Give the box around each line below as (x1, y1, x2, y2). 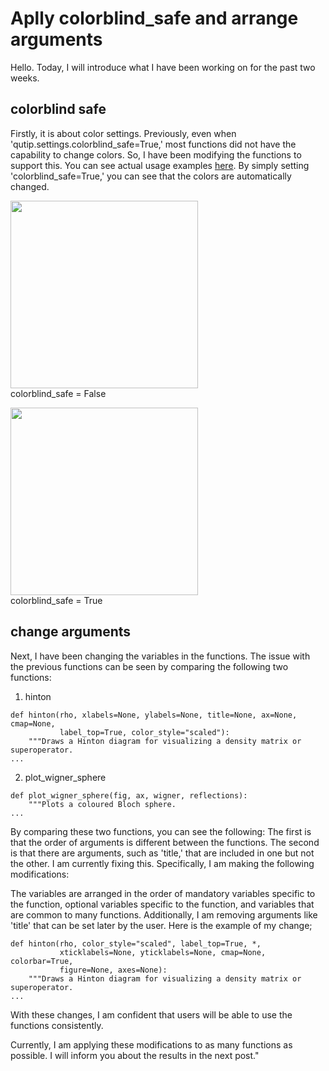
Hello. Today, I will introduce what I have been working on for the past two (10, 61, 316, 73)
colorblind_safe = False (10, 387, 107, 399)
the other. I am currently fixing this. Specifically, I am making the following (10, 857, 315, 869)
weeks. (10, 72, 40, 84)
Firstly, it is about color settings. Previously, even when (10, 127, 237, 139)
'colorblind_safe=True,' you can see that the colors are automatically (10, 170, 292, 182)
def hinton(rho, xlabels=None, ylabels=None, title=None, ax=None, (10, 710, 298, 720)
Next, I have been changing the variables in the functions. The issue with (10, 650, 311, 662)
